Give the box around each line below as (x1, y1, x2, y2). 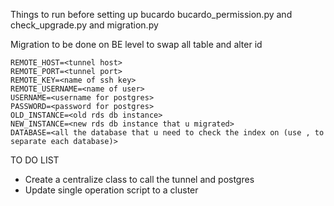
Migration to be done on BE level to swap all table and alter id (10, 39, 263, 50)
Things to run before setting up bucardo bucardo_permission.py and (10, 9, 293, 20)
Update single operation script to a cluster (24, 184, 199, 196)
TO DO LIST (10, 154, 60, 166)
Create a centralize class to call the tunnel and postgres (24, 174, 255, 185)
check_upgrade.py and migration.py (10, 19, 159, 31)
